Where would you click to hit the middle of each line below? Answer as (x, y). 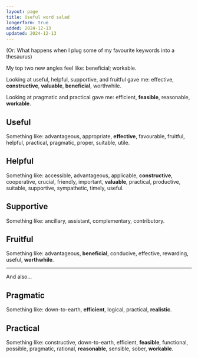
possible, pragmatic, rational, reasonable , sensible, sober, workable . (90, 349)
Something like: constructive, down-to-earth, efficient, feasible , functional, (97, 342)
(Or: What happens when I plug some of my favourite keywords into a (90, 50)
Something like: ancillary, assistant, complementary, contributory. (85, 221)
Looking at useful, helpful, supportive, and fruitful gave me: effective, (90, 80)
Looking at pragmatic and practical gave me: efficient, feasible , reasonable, (98, 97)
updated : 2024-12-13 (32, 34)
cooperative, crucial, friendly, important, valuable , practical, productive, (93, 181)
